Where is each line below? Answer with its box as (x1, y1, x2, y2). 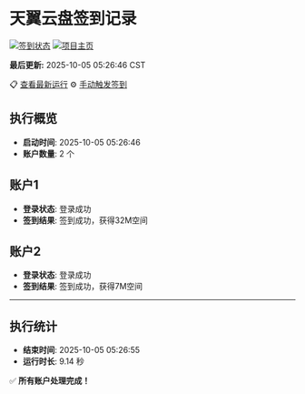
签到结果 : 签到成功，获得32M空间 (22, 215, 148, 226)
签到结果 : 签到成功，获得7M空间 (22, 281, 143, 292)
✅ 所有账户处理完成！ (9, 375, 91, 387)
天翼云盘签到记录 (9, 8, 138, 29)
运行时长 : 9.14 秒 (22, 356, 84, 367)
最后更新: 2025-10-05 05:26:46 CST (9, 59, 146, 70)
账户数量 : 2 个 (22, 147, 75, 159)
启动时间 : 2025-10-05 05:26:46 (22, 136, 141, 147)
